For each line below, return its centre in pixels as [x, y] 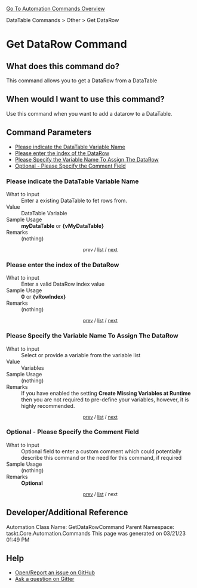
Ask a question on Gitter [44, 579]
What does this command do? [63, 66]
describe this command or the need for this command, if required [101, 457]
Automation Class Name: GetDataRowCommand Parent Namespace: [90, 527]
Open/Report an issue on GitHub [55, 572]
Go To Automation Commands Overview [56, 9]
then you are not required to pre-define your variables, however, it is [105, 400]
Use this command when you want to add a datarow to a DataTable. [89, 113]
